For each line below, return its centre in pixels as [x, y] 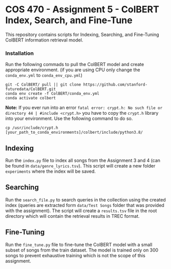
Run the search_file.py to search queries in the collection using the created [86, 200]
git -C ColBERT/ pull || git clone [43, 85]
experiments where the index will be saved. [50, 171]
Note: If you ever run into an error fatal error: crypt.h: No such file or [84, 108]
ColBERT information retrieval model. [44, 40]
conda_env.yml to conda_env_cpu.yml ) [44, 75]
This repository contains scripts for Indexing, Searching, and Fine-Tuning [82, 34]
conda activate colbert [31, 98]
